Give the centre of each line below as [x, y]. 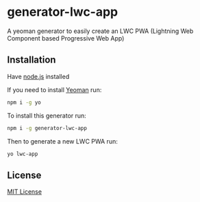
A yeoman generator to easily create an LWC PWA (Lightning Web [100, 31]
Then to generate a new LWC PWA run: [62, 141]
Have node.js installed [38, 76]
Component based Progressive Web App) [66, 38]
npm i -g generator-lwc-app [47, 128]
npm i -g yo [24, 102]
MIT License [25, 192]
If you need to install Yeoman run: [54, 89]
